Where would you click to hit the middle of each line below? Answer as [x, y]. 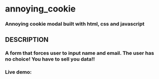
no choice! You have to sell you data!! [50, 59]
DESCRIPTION [27, 39]
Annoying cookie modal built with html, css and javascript [75, 24]
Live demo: [18, 72]
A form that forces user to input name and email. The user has [79, 53]
